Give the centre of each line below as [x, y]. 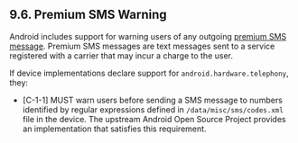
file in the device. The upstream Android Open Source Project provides [154, 119]
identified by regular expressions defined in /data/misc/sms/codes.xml [153, 109]
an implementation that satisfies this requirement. [114, 129]
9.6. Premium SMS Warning [88, 15]
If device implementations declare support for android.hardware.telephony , [149, 73]
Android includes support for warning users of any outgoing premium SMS [148, 36]
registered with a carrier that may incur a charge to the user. [121, 55]
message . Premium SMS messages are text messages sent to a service [142, 46]
